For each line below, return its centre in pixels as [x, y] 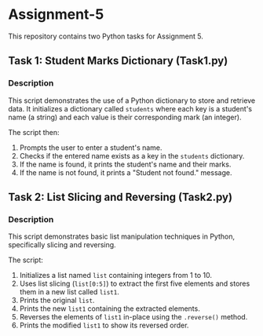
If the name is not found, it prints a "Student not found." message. [126, 172]
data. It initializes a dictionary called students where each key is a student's [130, 108]
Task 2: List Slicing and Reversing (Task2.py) [121, 197]
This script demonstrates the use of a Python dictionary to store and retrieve [132, 100]
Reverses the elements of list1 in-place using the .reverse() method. [133, 317]
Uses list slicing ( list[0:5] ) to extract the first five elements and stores [135, 283]
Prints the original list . [57, 301]
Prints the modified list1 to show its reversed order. [104, 325]
